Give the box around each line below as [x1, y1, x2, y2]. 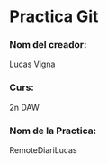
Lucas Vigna [9, 59, 56, 69]
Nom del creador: [9, 39, 87, 51]
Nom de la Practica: [9, 124, 97, 137]
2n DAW [9, 102, 40, 113]
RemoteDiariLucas [9, 145, 77, 156]
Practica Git [9, 6, 99, 27]
